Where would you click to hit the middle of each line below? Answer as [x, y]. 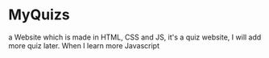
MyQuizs [39, 15]
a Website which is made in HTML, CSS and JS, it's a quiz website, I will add [135, 37]
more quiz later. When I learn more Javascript [84, 45]
